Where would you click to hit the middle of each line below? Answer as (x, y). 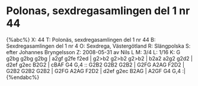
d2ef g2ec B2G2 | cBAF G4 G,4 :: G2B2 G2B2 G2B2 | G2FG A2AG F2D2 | (95, 64)
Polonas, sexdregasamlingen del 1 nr (98, 11)
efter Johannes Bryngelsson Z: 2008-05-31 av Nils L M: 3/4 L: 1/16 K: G (93, 52)
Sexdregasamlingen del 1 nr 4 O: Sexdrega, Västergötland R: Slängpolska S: (98, 46)
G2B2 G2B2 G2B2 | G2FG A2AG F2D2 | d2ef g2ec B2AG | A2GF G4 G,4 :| (96, 71)
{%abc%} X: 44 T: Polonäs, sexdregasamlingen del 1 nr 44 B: (81, 39)
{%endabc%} (23, 77)
